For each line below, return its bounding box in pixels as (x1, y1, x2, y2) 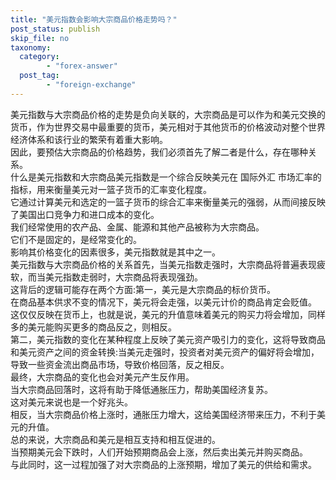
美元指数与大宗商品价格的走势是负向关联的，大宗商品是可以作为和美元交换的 (10, 108, 326, 120)
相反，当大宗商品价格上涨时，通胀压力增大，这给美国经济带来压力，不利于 (10, 408, 317, 420)
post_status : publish (10, 24, 101, 34)
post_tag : (19, 71, 60, 81)
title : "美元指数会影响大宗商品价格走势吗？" (10, 14, 178, 25)
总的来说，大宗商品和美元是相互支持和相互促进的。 (10, 433, 221, 445)
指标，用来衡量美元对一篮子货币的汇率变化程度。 (10, 183, 212, 195)
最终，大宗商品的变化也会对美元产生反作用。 (10, 371, 195, 383)
